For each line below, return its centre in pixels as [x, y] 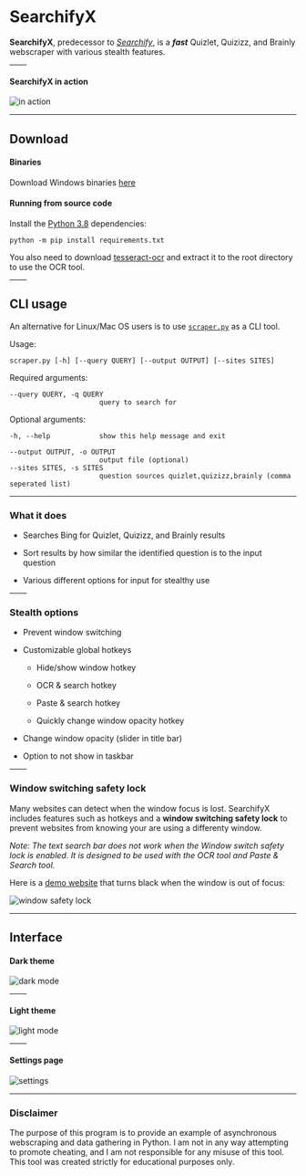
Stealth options [44, 612]
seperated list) [40, 484]
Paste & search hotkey [78, 703]
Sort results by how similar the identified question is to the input [142, 553]
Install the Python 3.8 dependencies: [78, 223]
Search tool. [32, 865]
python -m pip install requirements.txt [87, 240]
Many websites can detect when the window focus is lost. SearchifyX [140, 808]
